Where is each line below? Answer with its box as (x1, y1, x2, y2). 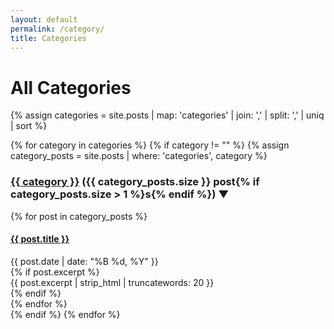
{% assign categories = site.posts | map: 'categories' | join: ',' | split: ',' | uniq (10, 109, 325, 121)
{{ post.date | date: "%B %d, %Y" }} (10, 255, 159, 267)
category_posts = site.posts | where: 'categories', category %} (10, 150, 268, 162)
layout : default (10, 14, 78, 25)
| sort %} (10, 120, 48, 132)
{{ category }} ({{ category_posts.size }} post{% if (10, 175, 260, 189)
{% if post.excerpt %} (10, 266, 100, 278)
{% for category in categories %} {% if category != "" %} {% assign (10, 139, 290, 151)
